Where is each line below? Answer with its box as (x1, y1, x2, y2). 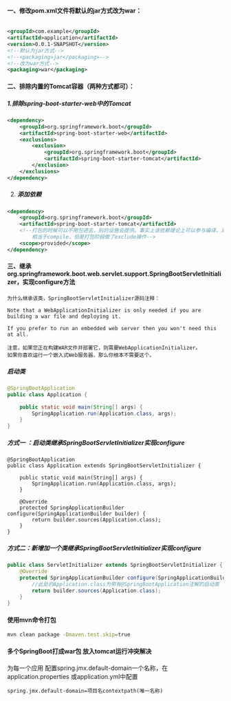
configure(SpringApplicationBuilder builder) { (7, 510, 146, 517)
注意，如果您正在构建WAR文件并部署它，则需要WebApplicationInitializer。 (7, 344, 201, 351)
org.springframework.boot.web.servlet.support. (7, 270, 150, 278)
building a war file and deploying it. (7, 313, 122, 320)
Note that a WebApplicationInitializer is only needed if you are (7, 307, 201, 314)
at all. (7, 331, 30, 338)
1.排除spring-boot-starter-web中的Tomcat (7, 99, 131, 107)
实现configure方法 (22, 278, 76, 286)
